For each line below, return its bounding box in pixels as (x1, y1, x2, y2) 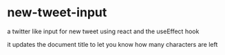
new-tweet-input (7, 5, 107, 20)
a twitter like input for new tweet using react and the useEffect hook (7, 27, 200, 35)
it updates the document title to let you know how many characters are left (7, 40, 218, 48)
